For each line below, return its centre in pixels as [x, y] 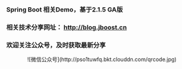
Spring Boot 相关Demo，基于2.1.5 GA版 [65, 9]
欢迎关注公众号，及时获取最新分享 [56, 45]
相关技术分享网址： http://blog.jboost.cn [67, 27]
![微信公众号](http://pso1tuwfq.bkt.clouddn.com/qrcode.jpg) [102, 59]
